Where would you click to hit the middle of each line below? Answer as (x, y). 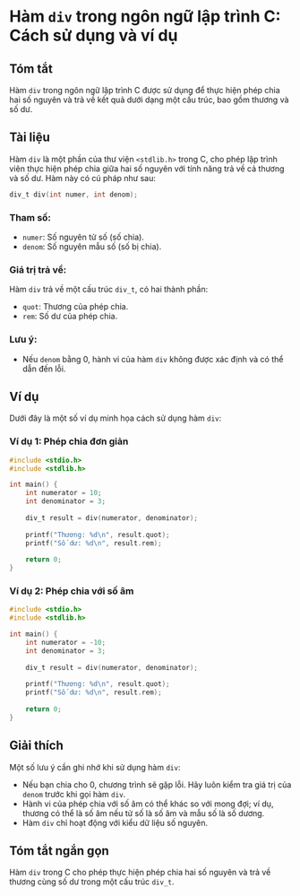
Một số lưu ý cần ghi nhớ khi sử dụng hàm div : (95, 767)
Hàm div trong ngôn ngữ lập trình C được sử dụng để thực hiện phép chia (145, 90)
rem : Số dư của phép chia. (70, 317)
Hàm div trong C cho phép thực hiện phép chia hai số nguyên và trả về (140, 873)
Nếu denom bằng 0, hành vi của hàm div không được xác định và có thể (153, 359)
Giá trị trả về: (38, 269)
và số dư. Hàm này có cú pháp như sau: (83, 178)
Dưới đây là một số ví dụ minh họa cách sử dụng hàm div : (116, 418)
